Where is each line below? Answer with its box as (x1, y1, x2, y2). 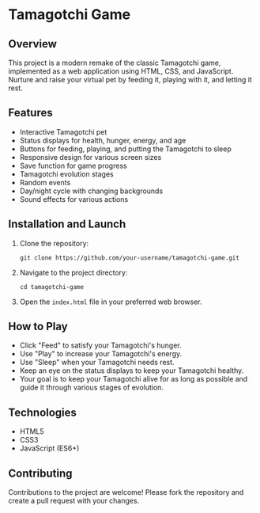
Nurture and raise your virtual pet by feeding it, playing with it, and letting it (8, 75, 253, 84)
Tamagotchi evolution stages (19, 169, 114, 179)
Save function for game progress (19, 161, 128, 170)
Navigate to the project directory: (19, 268, 128, 277)
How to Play (8, 320, 69, 333)
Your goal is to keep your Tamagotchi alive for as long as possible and (19, 374, 248, 384)
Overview (8, 37, 58, 51)
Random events (19, 177, 71, 187)
